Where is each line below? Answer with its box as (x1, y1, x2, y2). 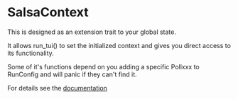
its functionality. (7, 49, 55, 57)
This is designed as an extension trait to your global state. (7, 28, 176, 36)
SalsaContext (7, 4, 89, 21)
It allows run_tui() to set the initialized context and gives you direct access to (7, 41, 231, 49)
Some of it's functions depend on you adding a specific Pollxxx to (7, 62, 200, 71)
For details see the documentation (7, 83, 108, 92)
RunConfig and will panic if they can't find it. (7, 70, 137, 78)
